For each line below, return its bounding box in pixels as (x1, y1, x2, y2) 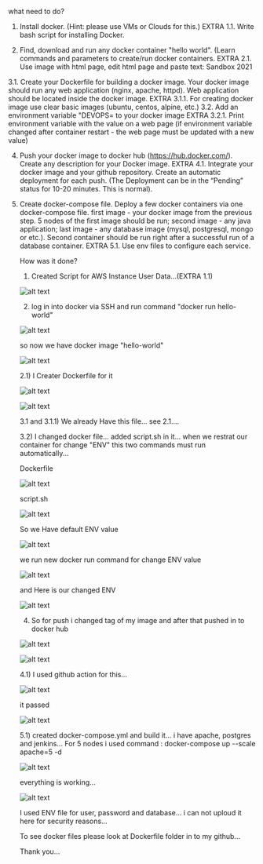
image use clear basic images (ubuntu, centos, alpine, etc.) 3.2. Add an (8, 102, 239, 111)
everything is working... (19, 778, 96, 787)
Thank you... (19, 847, 60, 856)
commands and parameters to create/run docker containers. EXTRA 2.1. (19, 54, 252, 63)
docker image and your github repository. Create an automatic (19, 168, 221, 177)
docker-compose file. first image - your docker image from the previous (19, 208, 253, 217)
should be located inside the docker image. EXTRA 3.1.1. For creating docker (8, 94, 254, 103)
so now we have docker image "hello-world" (19, 341, 164, 350)
